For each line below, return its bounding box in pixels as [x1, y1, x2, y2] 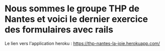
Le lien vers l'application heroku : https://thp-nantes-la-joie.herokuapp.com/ [4, 40, 161, 46]
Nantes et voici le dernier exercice [4, 13, 148, 25]
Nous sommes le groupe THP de [4, 3, 140, 14]
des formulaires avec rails [4, 24, 113, 35]
